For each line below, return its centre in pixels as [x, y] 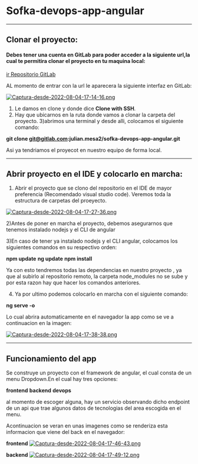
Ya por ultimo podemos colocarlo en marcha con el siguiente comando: [101, 294]
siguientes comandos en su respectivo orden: [62, 247]
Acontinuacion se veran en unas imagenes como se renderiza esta [87, 426]
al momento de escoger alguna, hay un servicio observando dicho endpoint [98, 402]
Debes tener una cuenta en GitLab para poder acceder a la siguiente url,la [98, 55]
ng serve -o [21, 306]
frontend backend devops [39, 390]
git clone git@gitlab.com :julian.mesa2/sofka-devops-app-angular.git [93, 138]
